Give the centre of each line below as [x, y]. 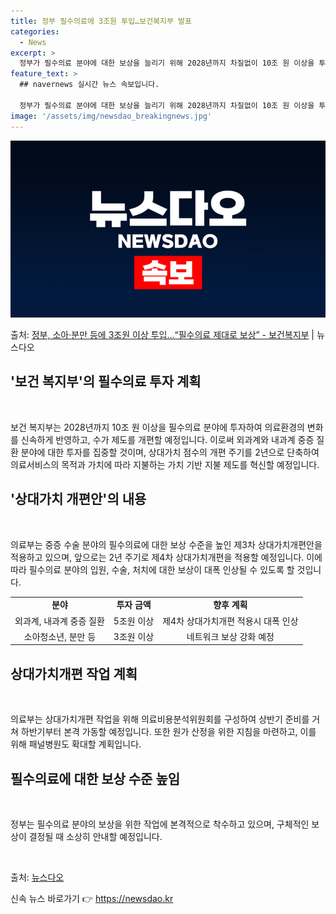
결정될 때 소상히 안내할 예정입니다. [95, 836]
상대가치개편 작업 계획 [74, 673]
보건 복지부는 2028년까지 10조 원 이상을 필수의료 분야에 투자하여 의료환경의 [157, 427]
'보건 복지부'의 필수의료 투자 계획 [106, 381]
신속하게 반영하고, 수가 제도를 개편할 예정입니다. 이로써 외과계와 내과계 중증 [167, 439]
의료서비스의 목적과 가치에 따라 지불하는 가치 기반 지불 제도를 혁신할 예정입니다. [165, 464]
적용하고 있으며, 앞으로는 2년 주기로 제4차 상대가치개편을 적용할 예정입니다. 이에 [166, 557]
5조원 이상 [134, 621]
